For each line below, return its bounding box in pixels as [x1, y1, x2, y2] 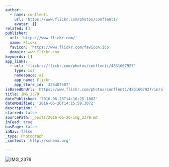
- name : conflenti [10, 12, 49, 17]
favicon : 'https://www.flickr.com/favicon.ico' [10, 45, 112, 50]
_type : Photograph [5, 134, 44, 139]
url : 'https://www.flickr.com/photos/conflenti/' [14, 17, 121, 22]
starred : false [5, 110, 37, 116]
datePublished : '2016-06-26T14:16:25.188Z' [5, 96, 98, 101]
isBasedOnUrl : [5, 87, 35, 92]
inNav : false [5, 129, 33, 134]
